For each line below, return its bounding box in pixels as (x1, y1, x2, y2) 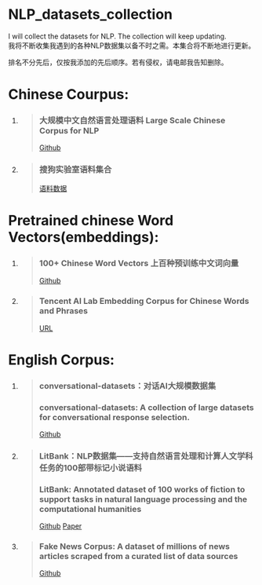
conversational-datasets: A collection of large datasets (38, 402, 255, 413)
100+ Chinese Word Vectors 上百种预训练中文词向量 (38, 258, 239, 269)
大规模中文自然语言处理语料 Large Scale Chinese (38, 115, 226, 126)
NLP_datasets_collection (8, 5, 173, 24)
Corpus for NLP (38, 126, 100, 137)
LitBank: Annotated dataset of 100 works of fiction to (38, 484, 246, 495)
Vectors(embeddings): (8, 228, 159, 246)
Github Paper (38, 521, 82, 531)
